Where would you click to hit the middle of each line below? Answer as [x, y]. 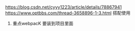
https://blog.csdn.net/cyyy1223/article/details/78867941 [63, 7]
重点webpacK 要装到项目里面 [43, 23]
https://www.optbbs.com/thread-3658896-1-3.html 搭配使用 [68, 13]
